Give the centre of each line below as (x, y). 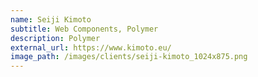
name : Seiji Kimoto (51, 19)
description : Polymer (55, 38)
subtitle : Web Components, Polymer (84, 29)
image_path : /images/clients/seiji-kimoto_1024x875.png (129, 57)
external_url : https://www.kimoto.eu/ (91, 47)
